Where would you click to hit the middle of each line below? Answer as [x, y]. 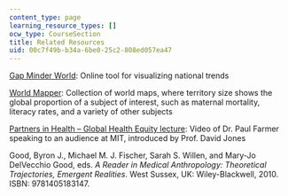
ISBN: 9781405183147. [50, 184]
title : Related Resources [57, 42]
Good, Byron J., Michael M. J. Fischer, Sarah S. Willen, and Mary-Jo [133, 155]
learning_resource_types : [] [63, 26]
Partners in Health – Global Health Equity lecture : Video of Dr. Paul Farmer [144, 129]
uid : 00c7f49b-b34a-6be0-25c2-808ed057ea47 [91, 51]
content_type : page [45, 17]
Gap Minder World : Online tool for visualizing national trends [119, 75]
